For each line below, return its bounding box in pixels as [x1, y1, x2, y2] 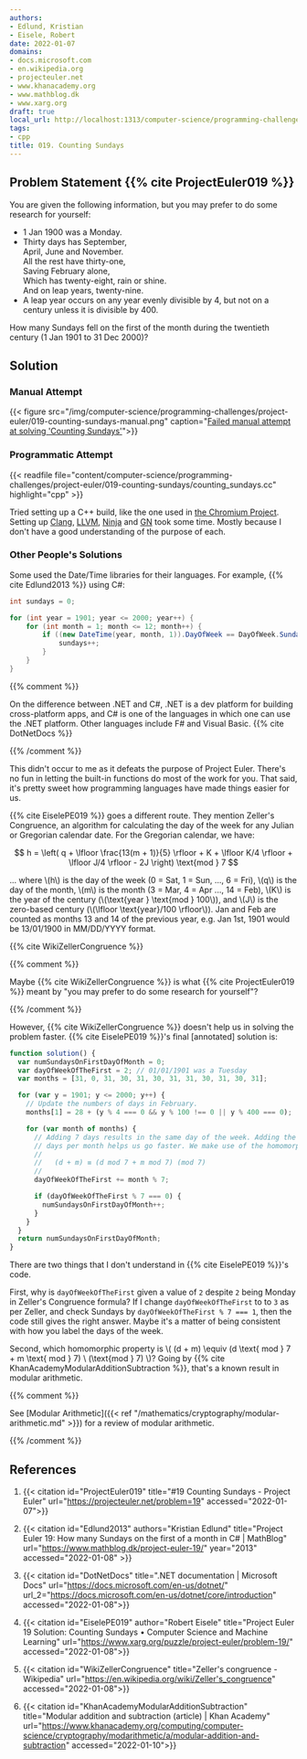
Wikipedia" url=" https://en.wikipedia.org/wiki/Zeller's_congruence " [22, 1674, 276, 1685]
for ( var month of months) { [26, 1124, 137, 1134]
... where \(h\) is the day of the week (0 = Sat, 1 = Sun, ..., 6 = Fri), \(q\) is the [9, 874, 298, 885]
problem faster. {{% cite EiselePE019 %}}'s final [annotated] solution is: [9, 1030, 279, 1042]
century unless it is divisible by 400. [22, 304, 159, 315]
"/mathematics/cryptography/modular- [133, 1408, 281, 1419]
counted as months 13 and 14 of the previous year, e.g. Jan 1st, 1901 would [9, 913, 291, 924]
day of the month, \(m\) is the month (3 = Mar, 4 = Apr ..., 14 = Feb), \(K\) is [9, 884, 291, 895]
